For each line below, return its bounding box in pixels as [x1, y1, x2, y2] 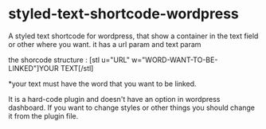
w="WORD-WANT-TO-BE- [131, 55, 218, 64]
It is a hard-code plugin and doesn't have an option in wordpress [8, 94, 221, 104]
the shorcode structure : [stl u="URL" [8, 55, 130, 64]
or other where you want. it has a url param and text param [8, 39, 201, 49]
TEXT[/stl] [60, 63, 94, 72]
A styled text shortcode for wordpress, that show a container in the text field [8, 31, 259, 41]
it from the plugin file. [8, 111, 79, 120]
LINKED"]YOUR [8, 63, 59, 72]
